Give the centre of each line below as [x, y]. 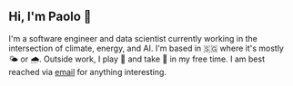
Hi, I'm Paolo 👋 [50, 17]
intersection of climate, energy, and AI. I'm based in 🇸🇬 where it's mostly [146, 48]
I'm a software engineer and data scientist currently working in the [133, 38]
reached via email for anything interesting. [88, 72]
